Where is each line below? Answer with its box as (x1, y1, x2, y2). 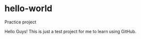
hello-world (4, 3, 53, 14)
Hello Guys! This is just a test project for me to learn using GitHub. (4, 28, 137, 34)
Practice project (4, 19, 37, 25)
